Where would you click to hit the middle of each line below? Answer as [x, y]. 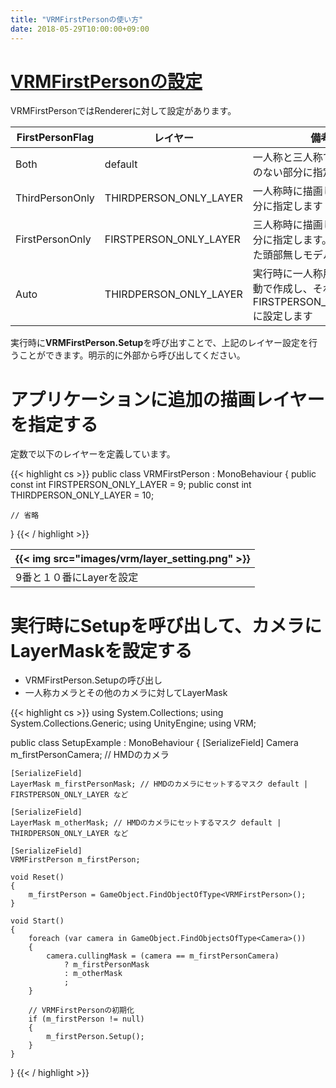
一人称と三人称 [287, 158]
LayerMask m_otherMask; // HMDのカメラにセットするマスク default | [146, 823]
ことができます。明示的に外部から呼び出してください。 [132, 355]
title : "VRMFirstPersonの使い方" [77, 19]
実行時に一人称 [287, 274]
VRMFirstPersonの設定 [106, 81]
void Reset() [37, 877]
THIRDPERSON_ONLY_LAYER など [69, 834]
